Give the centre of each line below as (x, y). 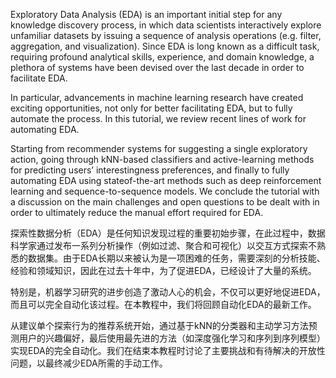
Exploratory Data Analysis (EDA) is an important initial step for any (146, 14)
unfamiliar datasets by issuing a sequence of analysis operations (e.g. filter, (166, 35)
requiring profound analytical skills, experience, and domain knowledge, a (162, 57)
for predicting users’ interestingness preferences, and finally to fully (150, 170)
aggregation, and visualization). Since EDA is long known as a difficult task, (165, 46)
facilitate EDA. (39, 78)
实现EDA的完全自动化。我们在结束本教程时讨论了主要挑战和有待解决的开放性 (168, 350)
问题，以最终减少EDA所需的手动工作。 (89, 363)
